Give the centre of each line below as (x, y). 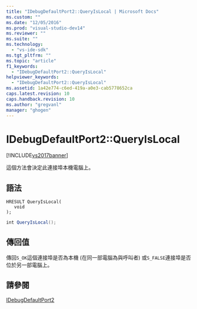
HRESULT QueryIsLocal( (34, 202)
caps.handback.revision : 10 (41, 99)
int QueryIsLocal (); (31, 222)
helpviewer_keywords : (33, 77)
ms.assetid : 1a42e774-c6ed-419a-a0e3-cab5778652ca (69, 88)
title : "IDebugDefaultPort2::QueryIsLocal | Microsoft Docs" (83, 11)
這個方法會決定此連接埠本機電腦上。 (50, 168)
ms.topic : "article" (31, 61)
